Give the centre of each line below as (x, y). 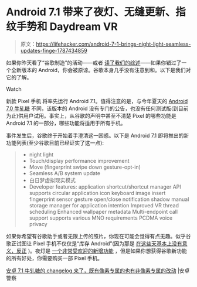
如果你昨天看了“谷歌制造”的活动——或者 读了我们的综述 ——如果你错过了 (94, 63)
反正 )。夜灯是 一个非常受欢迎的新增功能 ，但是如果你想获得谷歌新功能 (101, 251)
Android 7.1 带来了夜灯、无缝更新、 (91, 12)
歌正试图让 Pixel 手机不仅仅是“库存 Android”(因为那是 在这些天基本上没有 (94, 243)
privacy (38, 224)
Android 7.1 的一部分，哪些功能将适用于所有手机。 (66, 123)
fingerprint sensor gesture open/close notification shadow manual (109, 199)
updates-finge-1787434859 (54, 50)
